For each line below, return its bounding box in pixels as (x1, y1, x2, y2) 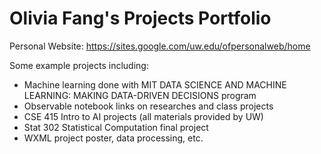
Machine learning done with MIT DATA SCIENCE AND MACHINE (23, 78, 287, 91)
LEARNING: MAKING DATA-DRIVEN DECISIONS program (23, 89, 257, 101)
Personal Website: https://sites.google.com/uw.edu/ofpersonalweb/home (9, 40, 311, 52)
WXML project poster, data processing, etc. (23, 132, 204, 144)
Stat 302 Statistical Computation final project (23, 121, 209, 133)
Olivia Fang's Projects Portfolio (9, 7, 272, 30)
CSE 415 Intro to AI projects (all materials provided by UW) (23, 110, 264, 122)
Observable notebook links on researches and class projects (23, 100, 274, 112)
